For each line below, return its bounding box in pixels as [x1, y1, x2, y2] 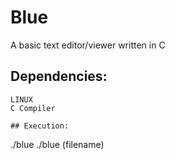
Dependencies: [10, 68, 108, 85]
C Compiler [10, 103, 56, 113]
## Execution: [10, 121, 70, 131]
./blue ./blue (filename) [10, 138, 105, 150]
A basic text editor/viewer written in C [10, 39, 166, 51]
